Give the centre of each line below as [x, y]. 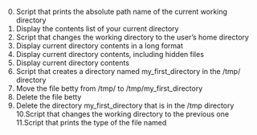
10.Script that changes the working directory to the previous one [122, 114]
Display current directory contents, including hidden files [110, 54]
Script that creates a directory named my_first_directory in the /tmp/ [128, 71]
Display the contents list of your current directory [97, 29]
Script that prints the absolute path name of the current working [121, 12]
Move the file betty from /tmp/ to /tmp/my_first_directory [109, 88]
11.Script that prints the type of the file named [91, 123]
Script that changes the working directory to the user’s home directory [132, 37]
